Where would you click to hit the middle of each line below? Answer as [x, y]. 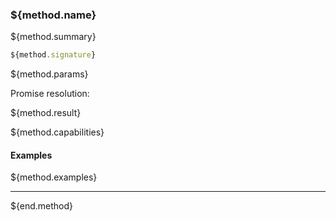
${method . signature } [53, 55]
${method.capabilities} [57, 132]
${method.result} [46, 113]
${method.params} [49, 74]
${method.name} [53, 15]
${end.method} [42, 206]
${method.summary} [53, 37]
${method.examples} [54, 177]
